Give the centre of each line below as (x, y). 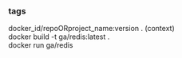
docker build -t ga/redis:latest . (59, 37)
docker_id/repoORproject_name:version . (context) (91, 29)
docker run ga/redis (41, 45)
